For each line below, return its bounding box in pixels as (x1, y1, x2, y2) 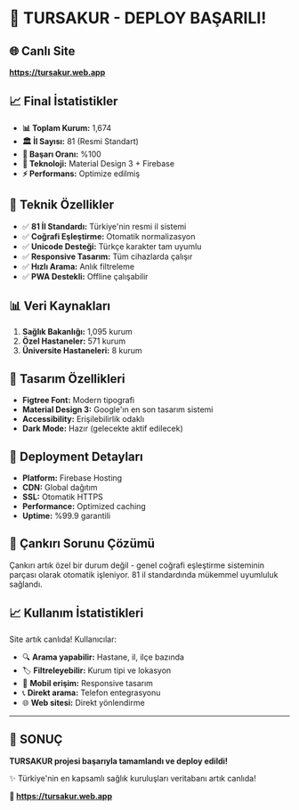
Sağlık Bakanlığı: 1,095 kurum (21, 327, 133, 337)
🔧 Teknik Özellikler (9, 198, 115, 213)
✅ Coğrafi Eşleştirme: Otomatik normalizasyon (21, 231, 196, 241)
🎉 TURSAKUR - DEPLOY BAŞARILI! (9, 8, 267, 28)
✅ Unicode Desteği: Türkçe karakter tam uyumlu (21, 240, 202, 252)
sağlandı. (9, 579, 43, 589)
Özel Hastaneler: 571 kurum (21, 336, 126, 346)
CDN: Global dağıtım (21, 482, 98, 493)
